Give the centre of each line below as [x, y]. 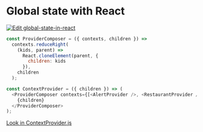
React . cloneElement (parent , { [60, 55]
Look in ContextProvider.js [39, 123]
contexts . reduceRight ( [40, 44]
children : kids [47, 61]
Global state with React [66, 11]
